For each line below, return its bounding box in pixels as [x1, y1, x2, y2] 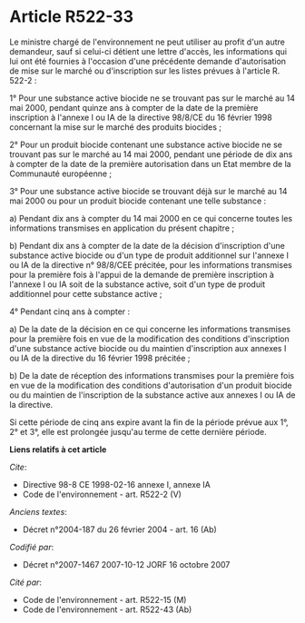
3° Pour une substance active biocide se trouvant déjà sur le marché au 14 [9, 185, 288, 196]
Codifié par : [9, 541, 54, 552]
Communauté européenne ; [9, 168, 113, 179]
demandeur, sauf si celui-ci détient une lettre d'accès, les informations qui [9, 45, 288, 56]
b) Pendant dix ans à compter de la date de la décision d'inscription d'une [9, 240, 286, 251]
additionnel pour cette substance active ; [9, 288, 162, 299]
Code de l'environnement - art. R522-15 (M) [22, 594, 187, 605]
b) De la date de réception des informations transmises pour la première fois [9, 370, 295, 381]
